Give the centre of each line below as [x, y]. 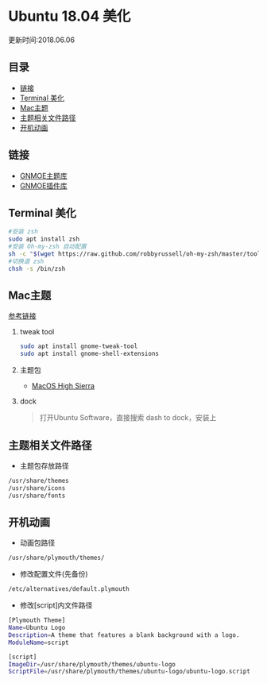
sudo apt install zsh [44, 239]
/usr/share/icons [37, 488]
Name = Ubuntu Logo [37, 628]
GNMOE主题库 [43, 176]
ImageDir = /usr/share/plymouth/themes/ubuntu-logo [92, 664]
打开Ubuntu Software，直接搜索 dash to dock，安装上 [128, 418]
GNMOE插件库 [43, 185]
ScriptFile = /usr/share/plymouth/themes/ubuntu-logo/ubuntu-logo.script [129, 672]
